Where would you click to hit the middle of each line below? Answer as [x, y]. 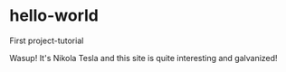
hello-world [54, 16]
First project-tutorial [47, 40]
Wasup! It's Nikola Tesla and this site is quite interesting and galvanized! [143, 58]
